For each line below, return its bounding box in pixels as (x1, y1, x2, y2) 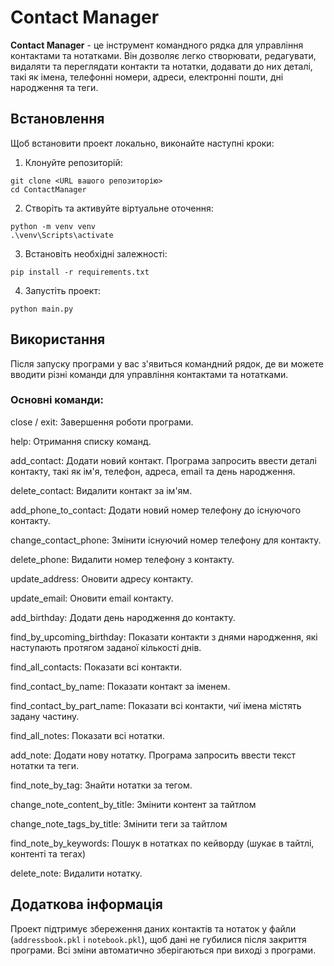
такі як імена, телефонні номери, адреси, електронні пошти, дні (10, 71, 284, 83)
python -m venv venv (10, 221, 97, 231)
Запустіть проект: (24, 284, 101, 296)
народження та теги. (10, 81, 99, 93)
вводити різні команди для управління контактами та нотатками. (10, 368, 289, 380)
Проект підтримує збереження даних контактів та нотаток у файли (10, 922, 297, 935)
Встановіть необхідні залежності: (24, 247, 168, 260)
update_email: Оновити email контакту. (10, 592, 174, 604)
